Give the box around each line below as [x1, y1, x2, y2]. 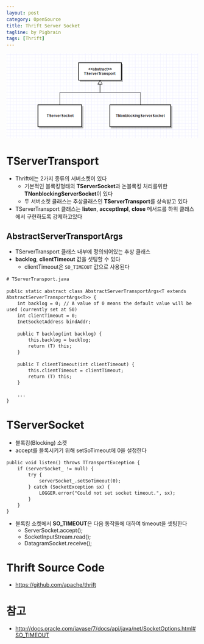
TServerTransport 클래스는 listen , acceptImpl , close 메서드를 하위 [15, 205, 178, 213]
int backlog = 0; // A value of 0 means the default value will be [17, 300, 192, 307]
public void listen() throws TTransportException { [6, 460, 140, 466]
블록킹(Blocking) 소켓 [15, 439, 68, 447]
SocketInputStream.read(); [24, 533, 91, 540]
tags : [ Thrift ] [6, 35, 45, 42]
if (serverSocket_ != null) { [17, 466, 94, 472]
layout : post [6, 10, 40, 16]
